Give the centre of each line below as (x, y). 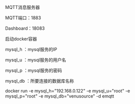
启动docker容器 (21, 39)
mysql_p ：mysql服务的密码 (34, 70)
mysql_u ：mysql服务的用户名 (36, 60)
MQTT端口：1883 (23, 18)
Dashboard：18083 (25, 28)
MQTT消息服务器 (23, 7)
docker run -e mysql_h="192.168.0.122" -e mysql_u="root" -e (68, 91)
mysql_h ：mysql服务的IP (31, 49)
